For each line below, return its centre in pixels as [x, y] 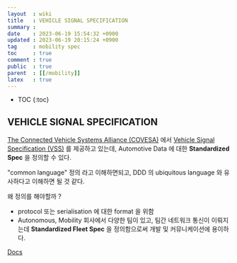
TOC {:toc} [33, 100]
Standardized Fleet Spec [68, 229]
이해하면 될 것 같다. [58, 182]
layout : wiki [30, 14]
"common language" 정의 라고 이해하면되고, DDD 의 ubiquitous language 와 [115, 173]
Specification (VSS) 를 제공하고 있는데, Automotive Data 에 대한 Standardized [118, 148]
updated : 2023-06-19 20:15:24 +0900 [63, 40]
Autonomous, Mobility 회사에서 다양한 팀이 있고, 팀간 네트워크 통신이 [114, 221]
